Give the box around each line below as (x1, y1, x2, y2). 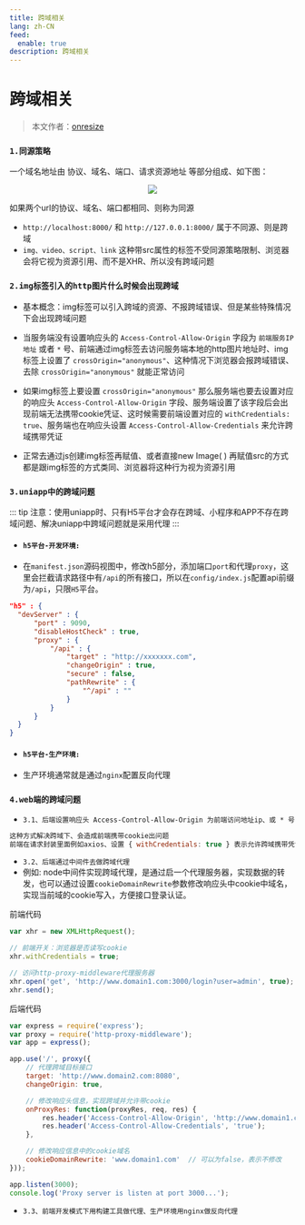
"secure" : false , (66, 670, 136, 679)
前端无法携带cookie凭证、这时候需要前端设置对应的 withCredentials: (30, 408, 290, 419)
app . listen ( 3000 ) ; (9, 1179, 79, 1189)
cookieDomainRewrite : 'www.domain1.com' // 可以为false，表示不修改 (25, 1155, 282, 1165)
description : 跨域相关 (9, 47, 90, 56)
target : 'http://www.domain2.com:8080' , (25, 1071, 181, 1081)
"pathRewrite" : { (66, 678, 136, 687)
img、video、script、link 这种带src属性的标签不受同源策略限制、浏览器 (22, 245, 290, 256)
